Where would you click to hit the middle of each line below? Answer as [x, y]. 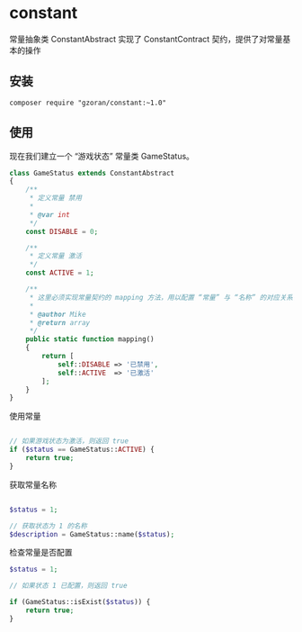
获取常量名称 [33, 484]
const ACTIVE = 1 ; [60, 273]
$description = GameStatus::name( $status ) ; [92, 534]
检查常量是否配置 [41, 553]
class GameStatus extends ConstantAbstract [92, 173]
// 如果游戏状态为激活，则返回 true [69, 441]
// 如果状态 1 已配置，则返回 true [68, 586]
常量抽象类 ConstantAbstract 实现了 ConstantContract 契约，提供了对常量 [146, 39]
